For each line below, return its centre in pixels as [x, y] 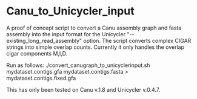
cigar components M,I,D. [37, 53]
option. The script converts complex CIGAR [137, 40]
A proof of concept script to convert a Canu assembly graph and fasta [94, 28]
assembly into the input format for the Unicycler [66, 34]
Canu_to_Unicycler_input [70, 11]
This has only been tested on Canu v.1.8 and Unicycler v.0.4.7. [83, 89]
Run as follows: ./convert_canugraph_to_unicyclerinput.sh [78, 65]
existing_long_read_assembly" [44, 40]
